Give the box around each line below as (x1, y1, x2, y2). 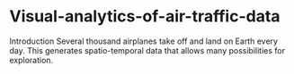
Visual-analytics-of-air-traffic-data (9, 6, 281, 27)
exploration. (9, 54, 54, 65)
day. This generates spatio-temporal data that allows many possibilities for (9, 45, 286, 55)
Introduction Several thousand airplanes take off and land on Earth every (9, 36, 279, 46)
